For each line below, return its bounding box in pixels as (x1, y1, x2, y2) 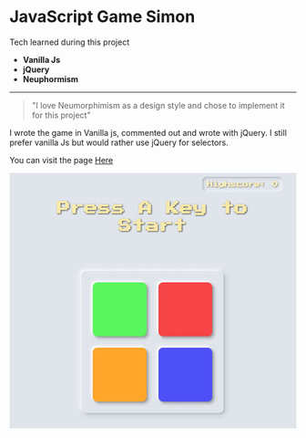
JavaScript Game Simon (9, 6, 196, 27)
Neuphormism (22, 73, 79, 84)
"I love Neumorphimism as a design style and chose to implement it (31, 99, 285, 110)
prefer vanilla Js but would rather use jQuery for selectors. (9, 137, 229, 148)
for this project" (31, 109, 91, 120)
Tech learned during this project (9, 36, 130, 47)
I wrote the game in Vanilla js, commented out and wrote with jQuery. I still (9, 127, 287, 138)
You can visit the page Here (9, 154, 114, 165)
